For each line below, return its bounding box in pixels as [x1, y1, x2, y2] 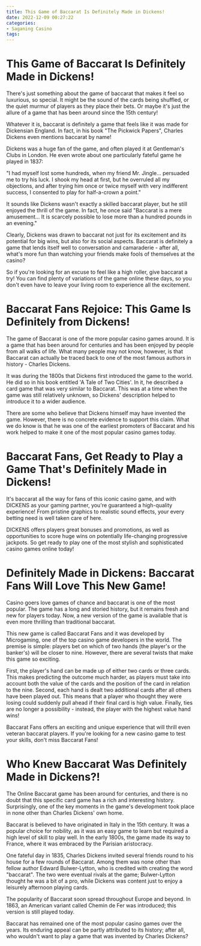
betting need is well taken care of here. [6, 514, 103, 521]
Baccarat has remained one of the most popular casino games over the [6, 920, 182, 927]
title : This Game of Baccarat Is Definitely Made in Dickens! [6, 8, 165, 15]
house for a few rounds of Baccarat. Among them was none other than [6, 858, 181, 865]
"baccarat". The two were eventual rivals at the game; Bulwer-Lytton [6, 871, 175, 878]
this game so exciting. [6, 655, 61, 663]
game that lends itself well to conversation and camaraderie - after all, [6, 244, 179, 252]
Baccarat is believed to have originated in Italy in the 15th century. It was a [6, 821, 190, 828]
